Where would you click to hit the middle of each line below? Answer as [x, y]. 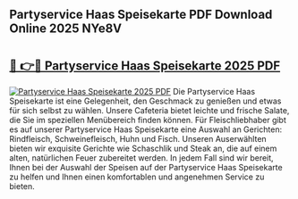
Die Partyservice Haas [214, 91]
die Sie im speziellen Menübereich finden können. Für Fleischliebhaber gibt [148, 120]
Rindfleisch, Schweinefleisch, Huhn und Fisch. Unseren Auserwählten [138, 139]
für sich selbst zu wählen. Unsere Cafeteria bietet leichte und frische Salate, [149, 110]
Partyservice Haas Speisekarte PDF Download [141, 15]
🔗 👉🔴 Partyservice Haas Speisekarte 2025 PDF [145, 66]
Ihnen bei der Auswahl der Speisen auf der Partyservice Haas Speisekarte [146, 167]
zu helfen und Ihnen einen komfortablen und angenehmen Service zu [137, 177]
